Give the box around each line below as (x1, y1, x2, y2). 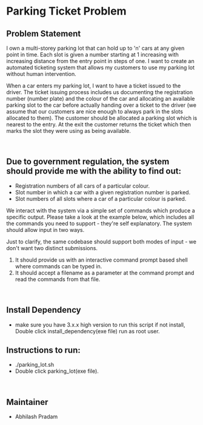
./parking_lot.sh (15, 361, 55, 369)
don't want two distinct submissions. (6, 244, 98, 251)
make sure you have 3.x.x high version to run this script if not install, (15, 321, 185, 328)
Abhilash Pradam (15, 413, 58, 420)
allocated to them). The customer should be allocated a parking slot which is (6, 114, 198, 121)
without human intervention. (6, 70, 77, 77)
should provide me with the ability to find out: (6, 166, 182, 177)
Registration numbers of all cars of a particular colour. (15, 182, 150, 189)
